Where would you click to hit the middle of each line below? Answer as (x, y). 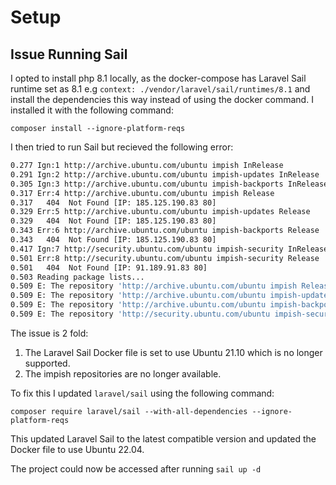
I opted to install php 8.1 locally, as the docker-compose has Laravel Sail (158, 78)
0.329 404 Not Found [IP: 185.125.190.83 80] (113, 221)
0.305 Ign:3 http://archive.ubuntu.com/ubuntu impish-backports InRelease (169, 184)
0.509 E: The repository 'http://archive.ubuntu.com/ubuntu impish (154, 286)
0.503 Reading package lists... (77, 277)
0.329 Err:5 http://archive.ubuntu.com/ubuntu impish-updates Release (160, 212)
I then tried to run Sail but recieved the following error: (122, 147)
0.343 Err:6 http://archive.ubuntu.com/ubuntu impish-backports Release (165, 231)
